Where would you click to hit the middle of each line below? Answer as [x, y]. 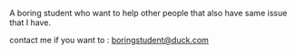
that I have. [30, 22]
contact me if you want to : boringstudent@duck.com [109, 40]
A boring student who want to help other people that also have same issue [148, 13]
